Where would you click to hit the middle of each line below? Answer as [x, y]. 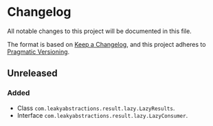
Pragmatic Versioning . [38, 52]
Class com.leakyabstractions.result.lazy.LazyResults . [96, 108]
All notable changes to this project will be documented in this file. [100, 31]
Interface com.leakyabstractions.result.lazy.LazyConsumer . [102, 115]
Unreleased [33, 73]
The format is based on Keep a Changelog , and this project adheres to [106, 44]
